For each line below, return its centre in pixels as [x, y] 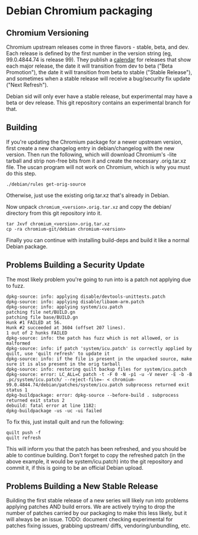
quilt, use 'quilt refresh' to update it [58, 354]
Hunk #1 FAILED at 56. [34, 322]
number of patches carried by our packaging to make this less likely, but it [97, 513]
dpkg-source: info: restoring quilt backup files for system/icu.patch [96, 369]
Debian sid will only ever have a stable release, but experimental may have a [99, 96]
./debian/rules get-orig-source [46, 184]
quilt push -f [24, 432]
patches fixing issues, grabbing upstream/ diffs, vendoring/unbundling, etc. [98, 526]
